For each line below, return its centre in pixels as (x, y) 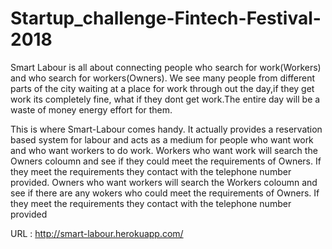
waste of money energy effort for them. (91, 109)
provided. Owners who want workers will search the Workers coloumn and (164, 182)
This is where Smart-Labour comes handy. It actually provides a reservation (166, 129)
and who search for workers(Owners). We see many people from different (163, 78)
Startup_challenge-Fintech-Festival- (166, 18)
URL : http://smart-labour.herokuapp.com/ (97, 233)
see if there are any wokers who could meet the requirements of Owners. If (165, 193)
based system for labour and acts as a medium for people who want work (162, 139)
